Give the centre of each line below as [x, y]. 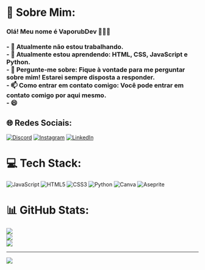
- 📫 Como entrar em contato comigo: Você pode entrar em [95, 86]
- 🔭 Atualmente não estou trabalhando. [65, 47]
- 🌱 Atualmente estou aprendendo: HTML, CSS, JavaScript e [97, 54]
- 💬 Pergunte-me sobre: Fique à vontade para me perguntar [96, 70]
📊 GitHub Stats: [48, 210]
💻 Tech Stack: [44, 163]
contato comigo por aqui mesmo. [56, 95]
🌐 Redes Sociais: [39, 122]
